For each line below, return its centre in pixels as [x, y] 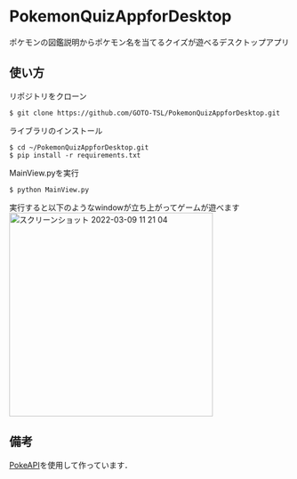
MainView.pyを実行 [44, 173]
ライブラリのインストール [56, 130]
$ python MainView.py [49, 190]
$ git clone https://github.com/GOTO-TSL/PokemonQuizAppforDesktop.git [144, 113]
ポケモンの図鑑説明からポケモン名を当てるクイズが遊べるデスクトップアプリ [149, 42]
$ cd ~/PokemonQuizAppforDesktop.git [79, 147]
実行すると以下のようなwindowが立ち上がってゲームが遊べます [124, 207]
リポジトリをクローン [48, 96]
